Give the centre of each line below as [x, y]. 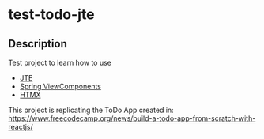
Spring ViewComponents [60, 86]
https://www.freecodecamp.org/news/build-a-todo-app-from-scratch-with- [132, 118]
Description [38, 44]
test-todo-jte [51, 15]
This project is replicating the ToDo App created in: [91, 110]
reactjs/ [21, 127]
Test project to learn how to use [60, 62]
